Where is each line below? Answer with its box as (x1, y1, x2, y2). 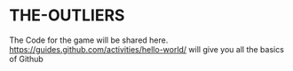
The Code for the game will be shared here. (9, 35, 169, 45)
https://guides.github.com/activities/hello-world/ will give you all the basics (9, 43, 284, 54)
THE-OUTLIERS (9, 5, 125, 26)
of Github (9, 53, 44, 64)
